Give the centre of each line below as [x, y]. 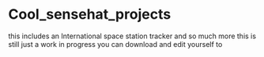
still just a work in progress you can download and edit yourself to [115, 44]
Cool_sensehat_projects [90, 14]
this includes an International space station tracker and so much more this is [132, 36]
